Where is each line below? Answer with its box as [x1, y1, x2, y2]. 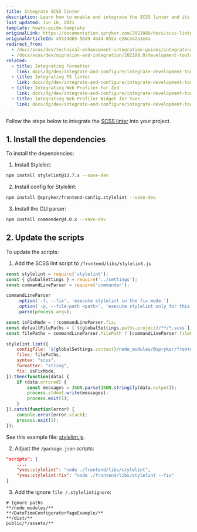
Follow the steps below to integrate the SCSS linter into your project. [6, 117, 171, 124]
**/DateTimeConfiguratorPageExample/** [6, 510, 104, 516]
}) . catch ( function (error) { [6, 406, 75, 412]
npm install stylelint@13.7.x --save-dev [6, 172, 109, 179]
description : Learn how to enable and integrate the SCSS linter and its [6, 14, 191, 20]
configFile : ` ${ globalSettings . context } [16, 347, 117, 353]
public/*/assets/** [6, 520, 54, 526]
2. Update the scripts [6, 233, 84, 243]
